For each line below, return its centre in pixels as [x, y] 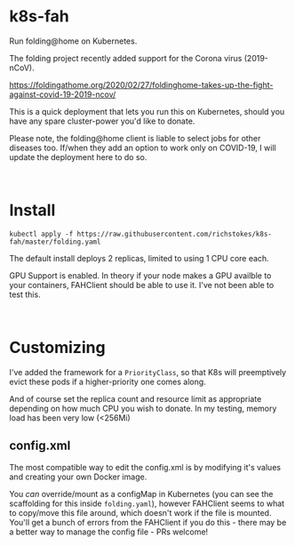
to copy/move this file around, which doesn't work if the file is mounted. [140, 512]
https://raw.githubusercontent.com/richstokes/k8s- [175, 234]
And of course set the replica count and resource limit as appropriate [136, 398]
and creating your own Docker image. [78, 477]
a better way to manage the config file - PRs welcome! [109, 532]
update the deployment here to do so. [78, 157]
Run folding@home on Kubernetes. [73, 41]
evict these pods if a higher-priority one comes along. [108, 381]
